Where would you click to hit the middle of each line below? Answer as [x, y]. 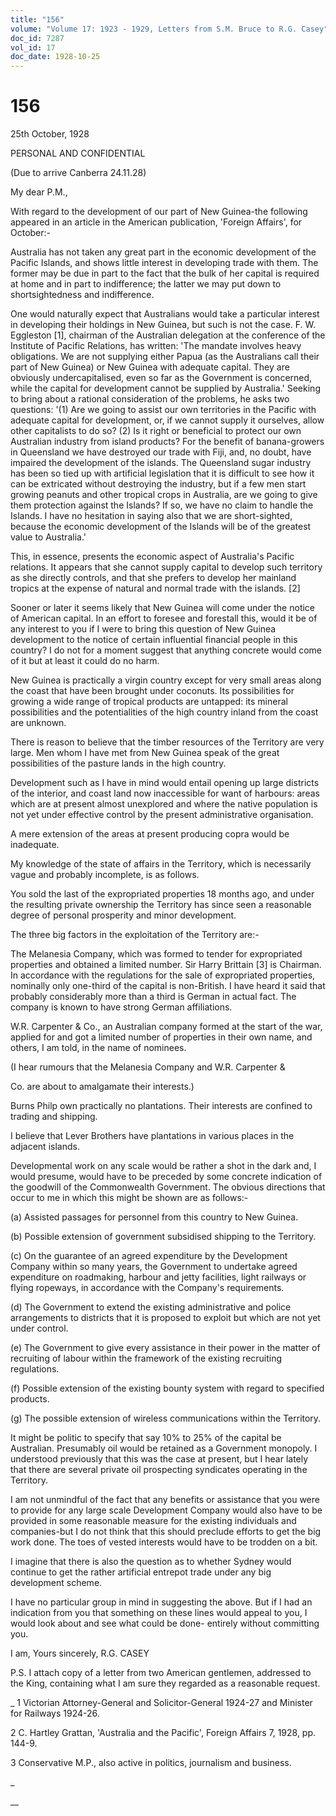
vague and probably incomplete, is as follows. [105, 875]
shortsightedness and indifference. [82, 295]
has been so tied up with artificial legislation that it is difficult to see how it [162, 473]
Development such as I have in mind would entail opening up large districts [165, 783]
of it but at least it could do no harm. [85, 661]
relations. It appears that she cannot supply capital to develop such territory [166, 567]
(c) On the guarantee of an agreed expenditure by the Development [149, 1256]
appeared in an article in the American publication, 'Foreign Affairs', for [156, 222]
